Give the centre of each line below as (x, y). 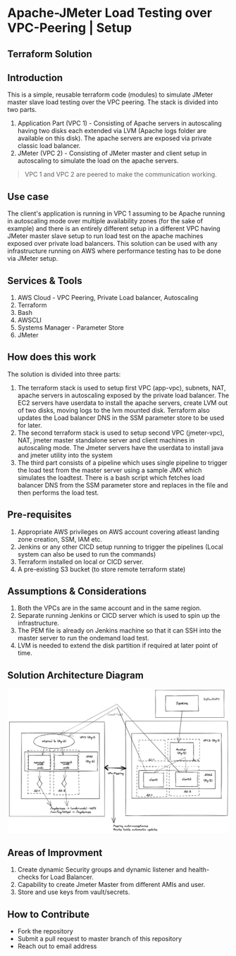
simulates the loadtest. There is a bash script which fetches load (111, 478)
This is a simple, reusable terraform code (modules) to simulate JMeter (110, 95)
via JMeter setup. (33, 259)
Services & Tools (45, 281)
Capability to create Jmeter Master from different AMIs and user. (111, 885)
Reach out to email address (57, 946)
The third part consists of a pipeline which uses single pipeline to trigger (122, 462)
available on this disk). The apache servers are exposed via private (114, 138)
